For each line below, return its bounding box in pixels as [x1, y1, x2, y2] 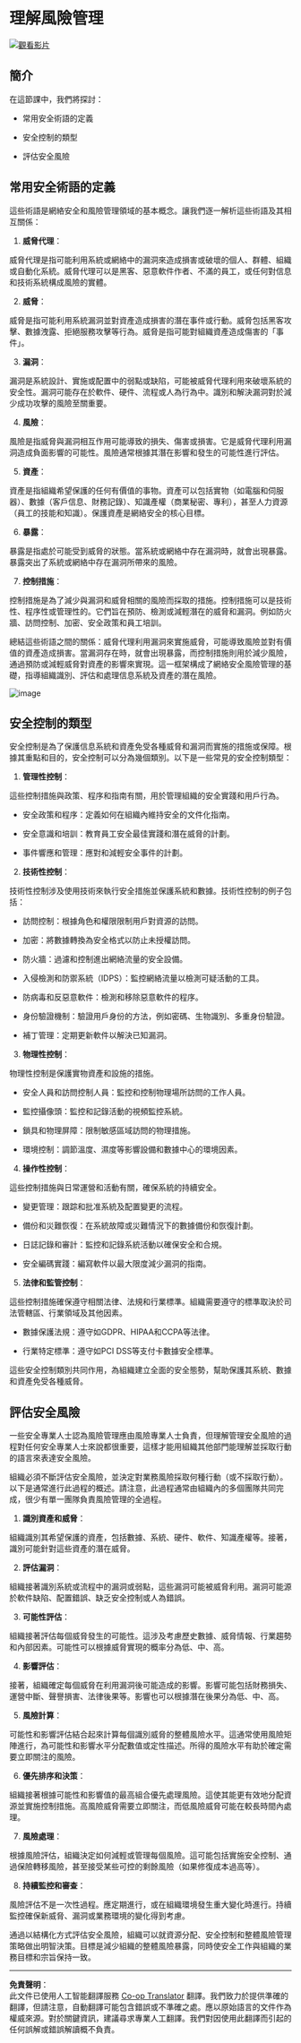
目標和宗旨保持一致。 [16, 1952, 96, 1962]
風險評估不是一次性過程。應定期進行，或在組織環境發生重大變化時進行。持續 [9, 1900, 292, 1910]
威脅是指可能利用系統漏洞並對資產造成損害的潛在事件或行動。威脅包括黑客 [9, 314, 284, 325]
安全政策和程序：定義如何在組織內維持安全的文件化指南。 [21, 810, 235, 820]
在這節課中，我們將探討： [9, 93, 104, 104]
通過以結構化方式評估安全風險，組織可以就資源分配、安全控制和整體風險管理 [9, 1929, 292, 1940]
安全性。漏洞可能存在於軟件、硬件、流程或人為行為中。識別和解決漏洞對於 [9, 386, 284, 397]
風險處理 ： [21, 1831, 63, 1841]
